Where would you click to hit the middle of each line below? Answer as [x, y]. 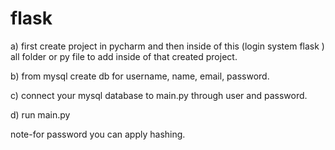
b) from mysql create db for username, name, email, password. [140, 76]
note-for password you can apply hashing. [98, 134]
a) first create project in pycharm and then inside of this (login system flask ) [167, 46]
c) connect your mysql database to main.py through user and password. [159, 95]
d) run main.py [40, 114]
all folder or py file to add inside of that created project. [124, 56]
